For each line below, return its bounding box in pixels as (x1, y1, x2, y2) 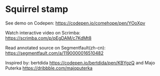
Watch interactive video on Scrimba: (5, 29, 81, 35)
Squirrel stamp (5, 3, 68, 15)
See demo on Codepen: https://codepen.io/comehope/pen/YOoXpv (5, 20, 145, 26)
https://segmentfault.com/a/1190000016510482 (5, 50, 104, 56)
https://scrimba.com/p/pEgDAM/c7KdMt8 (5, 35, 92, 41)
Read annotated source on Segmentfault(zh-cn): (5, 44, 106, 50)
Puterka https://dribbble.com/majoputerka (5, 65, 93, 71)
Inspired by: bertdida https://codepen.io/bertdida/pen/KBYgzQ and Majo (5, 59, 155, 65)
